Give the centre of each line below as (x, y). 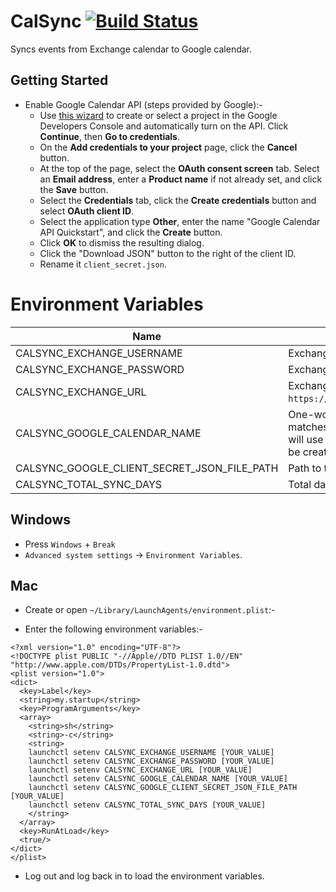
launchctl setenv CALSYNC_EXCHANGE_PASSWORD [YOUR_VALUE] (151, 761)
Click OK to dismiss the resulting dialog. (122, 242)
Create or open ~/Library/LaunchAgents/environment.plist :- (150, 610)
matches (308, 427)
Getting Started (59, 80)
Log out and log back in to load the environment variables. (144, 876)
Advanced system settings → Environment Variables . (133, 554)
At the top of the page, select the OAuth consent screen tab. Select (179, 168)
